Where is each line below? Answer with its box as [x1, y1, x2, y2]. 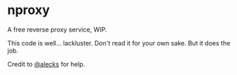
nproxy [7, 2, 50, 18]
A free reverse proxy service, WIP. [7, 25, 108, 34]
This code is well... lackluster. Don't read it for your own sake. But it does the [7, 39, 231, 47]
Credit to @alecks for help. [7, 60, 86, 68]
